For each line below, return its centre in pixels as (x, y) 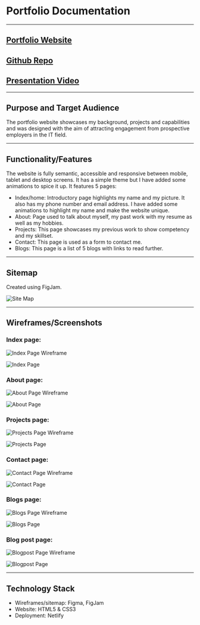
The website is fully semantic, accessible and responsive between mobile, (97, 173)
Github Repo (30, 60)
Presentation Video (43, 81)
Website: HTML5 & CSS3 (45, 609)
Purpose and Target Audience (63, 108)
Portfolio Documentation (68, 11)
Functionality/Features (49, 159)
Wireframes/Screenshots (54, 323)
